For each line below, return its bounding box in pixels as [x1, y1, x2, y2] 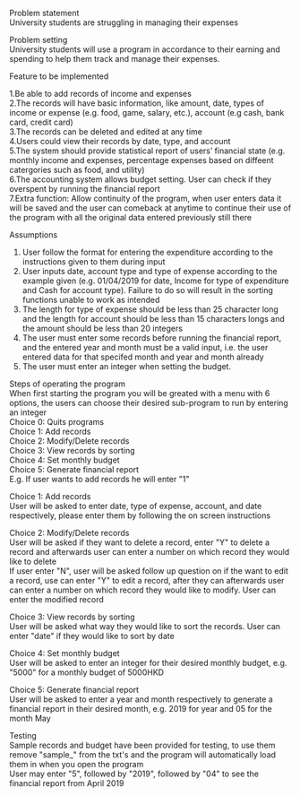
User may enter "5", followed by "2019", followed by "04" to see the [9, 768, 260, 779]
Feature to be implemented [9, 71, 109, 82]
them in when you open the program [9, 759, 144, 769]
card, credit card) [9, 117, 73, 127]
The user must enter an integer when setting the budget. [21, 361, 231, 371]
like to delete [9, 556, 56, 567]
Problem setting [9, 35, 68, 45]
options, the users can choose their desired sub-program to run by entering [9, 398, 288, 408]
